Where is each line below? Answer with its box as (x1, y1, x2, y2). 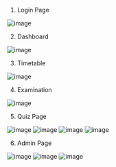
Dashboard (16, 32, 49, 41)
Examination (16, 86, 53, 93)
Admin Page (16, 139, 52, 147)
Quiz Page (16, 113, 47, 120)
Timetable (16, 59, 46, 67)
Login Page (16, 6, 49, 14)
